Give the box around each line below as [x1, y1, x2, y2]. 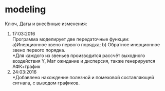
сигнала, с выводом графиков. [12, 80, 80, 86]
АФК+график [12, 63, 41, 69]
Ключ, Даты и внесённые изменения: [5, 21, 87, 27]
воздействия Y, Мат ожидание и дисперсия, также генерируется [12, 58, 155, 64]
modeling [5, 4, 46, 15]
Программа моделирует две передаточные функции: [12, 36, 130, 42]
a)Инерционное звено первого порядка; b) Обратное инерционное [12, 41, 160, 47]
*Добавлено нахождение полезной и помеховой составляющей [12, 74, 155, 80]
